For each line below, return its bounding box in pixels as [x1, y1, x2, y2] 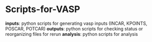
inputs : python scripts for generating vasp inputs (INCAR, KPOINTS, [5, 20, 147, 26]
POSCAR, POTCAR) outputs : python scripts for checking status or [5, 25, 143, 31]
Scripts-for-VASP [5, 4, 80, 15]
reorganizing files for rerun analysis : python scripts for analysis [5, 31, 138, 37]
